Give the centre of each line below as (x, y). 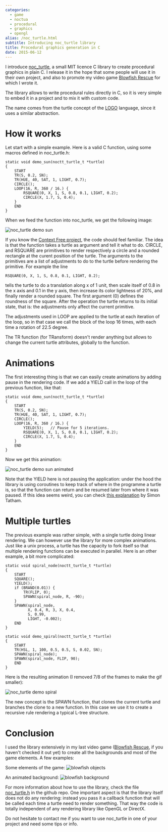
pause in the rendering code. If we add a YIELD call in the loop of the (77, 382)
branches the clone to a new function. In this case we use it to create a (79, 707)
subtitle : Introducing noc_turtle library (50, 43)
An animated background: (32, 777)
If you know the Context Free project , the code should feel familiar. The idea (84, 240)
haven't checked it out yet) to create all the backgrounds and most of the (81, 753)
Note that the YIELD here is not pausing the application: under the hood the (83, 479)
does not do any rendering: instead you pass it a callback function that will (82, 798)
